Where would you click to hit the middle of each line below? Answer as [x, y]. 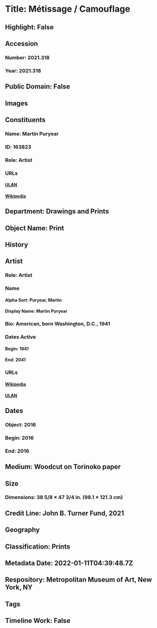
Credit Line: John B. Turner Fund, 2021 [65, 513]
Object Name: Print [35, 228]
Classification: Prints [38, 547]
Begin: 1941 [17, 349]
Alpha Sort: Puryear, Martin [33, 300]
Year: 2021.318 [23, 70]
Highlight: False [29, 27]
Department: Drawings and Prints [57, 211]
